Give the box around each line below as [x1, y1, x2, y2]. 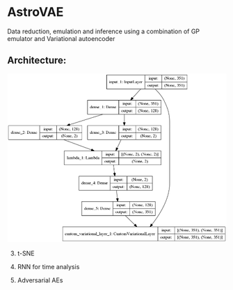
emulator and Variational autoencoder [7, 34, 115, 42]
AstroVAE [7, 4, 64, 20]
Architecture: [7, 55, 67, 67]
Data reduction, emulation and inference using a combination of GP [7, 27, 200, 35]
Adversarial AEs [17, 276, 63, 284]
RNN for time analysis [17, 263, 80, 271]
